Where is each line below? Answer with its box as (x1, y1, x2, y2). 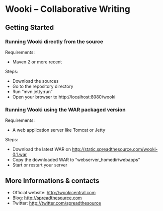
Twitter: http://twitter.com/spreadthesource (12, 200, 101, 206)
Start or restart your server (12, 162, 68, 168)
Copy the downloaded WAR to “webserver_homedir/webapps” (12, 157, 140, 163)
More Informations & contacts (5, 176, 99, 185)
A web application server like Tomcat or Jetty (12, 127, 106, 133)
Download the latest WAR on (12, 146, 71, 152)
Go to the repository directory (12, 83, 74, 89)
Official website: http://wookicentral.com (12, 189, 96, 195)
